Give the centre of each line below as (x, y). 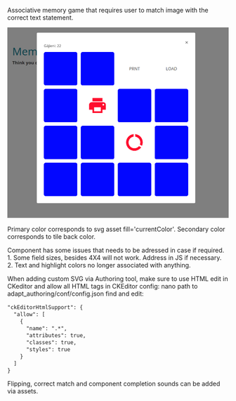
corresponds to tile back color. (52, 237)
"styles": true (48, 350)
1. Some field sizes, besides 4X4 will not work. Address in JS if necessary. (114, 258)
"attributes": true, (56, 336)
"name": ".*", (47, 329)
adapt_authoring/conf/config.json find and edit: (76, 294)
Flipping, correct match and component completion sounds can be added (114, 384)
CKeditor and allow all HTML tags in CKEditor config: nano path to (103, 287)
